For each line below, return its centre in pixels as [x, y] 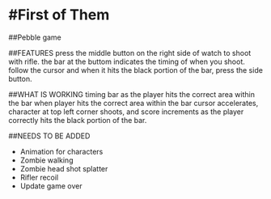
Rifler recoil [39, 177]
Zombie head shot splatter [64, 168]
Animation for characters [61, 151]
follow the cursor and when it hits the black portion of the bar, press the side [135, 70]
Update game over [51, 186]
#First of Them [59, 15]
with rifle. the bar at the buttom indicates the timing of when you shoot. [127, 61]
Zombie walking [47, 160]
